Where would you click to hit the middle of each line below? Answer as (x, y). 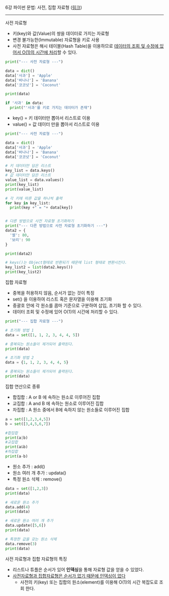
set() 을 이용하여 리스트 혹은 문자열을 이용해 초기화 (62, 299)
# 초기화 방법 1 (20, 330)
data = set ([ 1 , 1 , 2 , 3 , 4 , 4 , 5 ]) (43, 335)
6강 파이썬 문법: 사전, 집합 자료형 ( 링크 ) (44, 7)
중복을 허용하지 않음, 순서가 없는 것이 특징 (53, 293)
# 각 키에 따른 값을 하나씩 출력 (34, 198)
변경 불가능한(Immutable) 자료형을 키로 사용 (56, 40)
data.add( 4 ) (18, 507)
